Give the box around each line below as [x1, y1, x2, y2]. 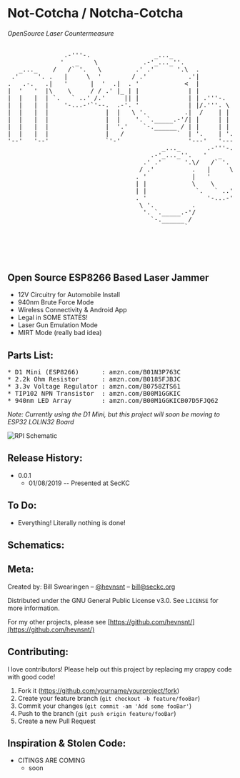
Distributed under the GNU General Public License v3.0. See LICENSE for [7, 596, 219, 604]
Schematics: [7, 539, 65, 552]
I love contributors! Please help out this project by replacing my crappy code [7, 664, 232, 673]
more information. [7, 604, 60, 612]
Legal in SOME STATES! [17, 313, 88, 322]
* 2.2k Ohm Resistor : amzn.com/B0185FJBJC [7, 375, 181, 384]
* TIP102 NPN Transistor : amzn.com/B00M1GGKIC [7, 389, 181, 398]
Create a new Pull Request [17, 717, 96, 725]
